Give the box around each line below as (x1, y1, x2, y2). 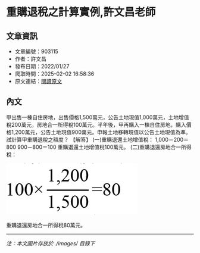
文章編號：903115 (14, 48, 58, 55)
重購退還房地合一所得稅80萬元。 (6, 221, 86, 229)
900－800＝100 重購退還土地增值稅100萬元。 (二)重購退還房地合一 (17, 143, 182, 151)
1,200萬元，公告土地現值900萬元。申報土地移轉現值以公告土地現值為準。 (11, 129, 192, 136)
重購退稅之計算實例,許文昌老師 (6, 5, 156, 19)
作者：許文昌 (14, 55, 46, 63)
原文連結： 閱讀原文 (14, 78, 62, 85)
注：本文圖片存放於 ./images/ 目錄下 (6, 239, 95, 247)
